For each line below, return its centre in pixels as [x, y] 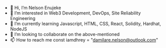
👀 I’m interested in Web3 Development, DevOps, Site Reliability [75, 13]
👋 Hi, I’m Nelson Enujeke [36, 8]
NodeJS [18, 29]
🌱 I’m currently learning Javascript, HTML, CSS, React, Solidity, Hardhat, [85, 23]
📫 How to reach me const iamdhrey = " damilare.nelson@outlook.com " [84, 40]
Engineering [23, 18]
